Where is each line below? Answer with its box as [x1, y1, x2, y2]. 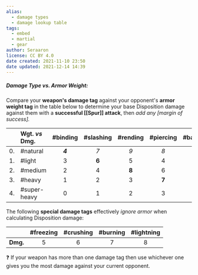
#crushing [63, 228, 93, 237]
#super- [20, 186, 44, 194]
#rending [117, 134, 144, 142]
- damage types [11, 14, 49, 20]
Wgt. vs [20, 130, 42, 138]
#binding [52, 134, 78, 142]
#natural [20, 147, 44, 156]
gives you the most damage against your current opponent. [6, 263, 150, 270]
